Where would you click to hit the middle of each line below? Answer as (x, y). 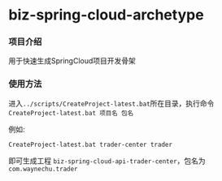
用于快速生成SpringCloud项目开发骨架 (72, 61)
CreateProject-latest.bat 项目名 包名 (71, 113)
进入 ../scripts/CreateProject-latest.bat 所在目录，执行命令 (111, 103)
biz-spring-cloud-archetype (107, 15)
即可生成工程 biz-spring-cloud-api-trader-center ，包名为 (107, 161)
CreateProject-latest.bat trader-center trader (91, 144)
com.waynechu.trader (44, 169)
